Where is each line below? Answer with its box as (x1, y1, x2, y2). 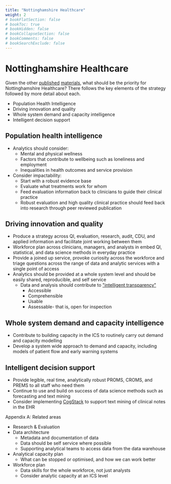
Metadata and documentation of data (20, 434, 99, 441)
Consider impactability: (12, 172, 62, 178)
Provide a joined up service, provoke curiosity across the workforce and (12, 255, 164, 261)
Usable (28, 298, 43, 305)
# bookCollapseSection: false (5, 31, 70, 36)
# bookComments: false (5, 36, 54, 41)
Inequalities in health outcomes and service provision (20, 167, 133, 173)
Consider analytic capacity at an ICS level (20, 472, 108, 478)
